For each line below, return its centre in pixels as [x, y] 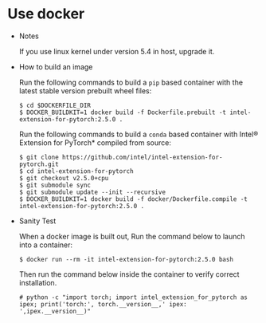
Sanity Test [37, 221]
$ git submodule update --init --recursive [92, 192]
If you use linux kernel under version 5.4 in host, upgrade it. [117, 51]
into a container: [46, 245]
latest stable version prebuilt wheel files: [85, 91]
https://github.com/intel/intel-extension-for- [142, 157]
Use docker [46, 14]
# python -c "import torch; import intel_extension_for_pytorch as [133, 297]
